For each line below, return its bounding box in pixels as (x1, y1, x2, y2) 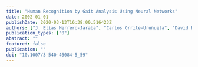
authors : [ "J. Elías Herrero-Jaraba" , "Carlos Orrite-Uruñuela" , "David (6, 24, 189, 31)
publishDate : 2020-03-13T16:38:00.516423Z (6, 19, 112, 25)
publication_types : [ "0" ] (6, 30, 70, 36)
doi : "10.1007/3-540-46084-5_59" (6, 52, 88, 58)
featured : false (6, 41, 46, 47)
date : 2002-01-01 (6, 14, 49, 20)
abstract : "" (6, 36, 38, 41)
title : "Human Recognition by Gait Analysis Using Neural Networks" (6, 8, 178, 15)
